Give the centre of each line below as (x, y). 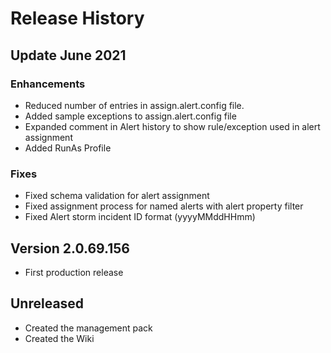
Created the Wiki (59, 338)
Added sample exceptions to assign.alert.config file (130, 116)
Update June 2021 (68, 55)
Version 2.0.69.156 (70, 248)
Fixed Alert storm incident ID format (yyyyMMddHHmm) (140, 217)
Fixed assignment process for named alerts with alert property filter (164, 206)
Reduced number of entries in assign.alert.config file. (134, 105)
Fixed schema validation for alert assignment (117, 196)
